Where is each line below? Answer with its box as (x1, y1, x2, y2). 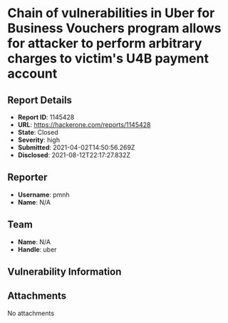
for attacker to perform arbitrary (7, 36, 202, 51)
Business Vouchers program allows (7, 20, 222, 36)
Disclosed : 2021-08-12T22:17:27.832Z (17, 151, 130, 159)
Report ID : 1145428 (17, 113, 75, 121)
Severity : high (17, 135, 61, 144)
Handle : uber (17, 245, 57, 254)
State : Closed (17, 128, 58, 136)
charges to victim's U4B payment (7, 51, 209, 67)
